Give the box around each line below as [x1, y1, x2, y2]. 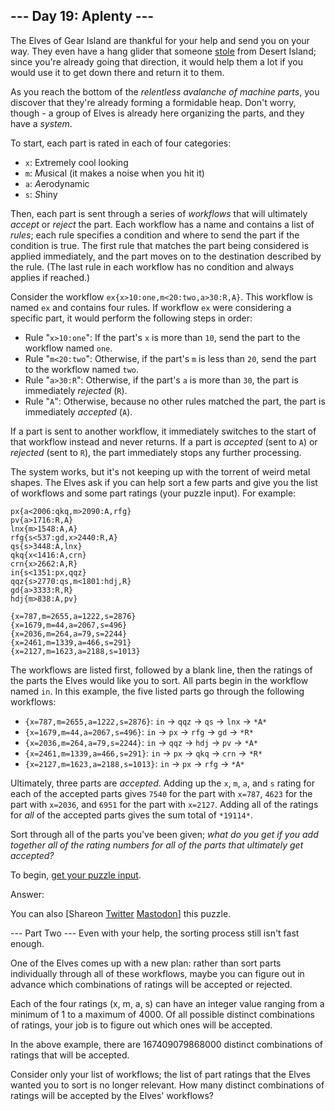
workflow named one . [24, 342, 113, 354]
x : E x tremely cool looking [24, 156, 129, 168]
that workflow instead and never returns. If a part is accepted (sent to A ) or [10, 435, 318, 448]
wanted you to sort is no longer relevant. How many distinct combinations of [10, 1079, 325, 1091]
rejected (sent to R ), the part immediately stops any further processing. [10, 446, 302, 458]
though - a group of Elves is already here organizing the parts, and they [10, 107, 305, 119]
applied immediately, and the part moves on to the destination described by [10, 250, 322, 262]
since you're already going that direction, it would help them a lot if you [10, 55, 303, 68]
